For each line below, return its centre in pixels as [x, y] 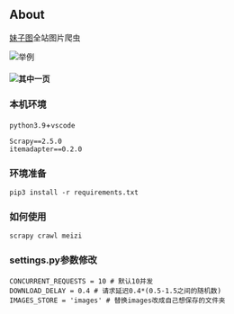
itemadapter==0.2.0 [46, 149]
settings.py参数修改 [53, 260]
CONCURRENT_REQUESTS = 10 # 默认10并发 [81, 281]
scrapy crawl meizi [46, 236]
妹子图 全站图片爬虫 [45, 37]
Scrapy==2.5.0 [36, 141]
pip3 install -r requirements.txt [74, 193]
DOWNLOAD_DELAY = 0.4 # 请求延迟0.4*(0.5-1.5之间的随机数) [116, 291]
